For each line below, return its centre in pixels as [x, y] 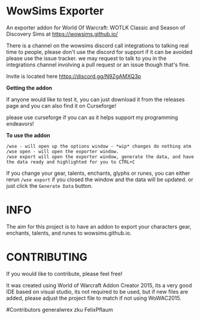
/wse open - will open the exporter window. [63, 151]
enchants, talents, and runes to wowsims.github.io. [69, 233]
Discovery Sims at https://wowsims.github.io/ [62, 34]
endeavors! [20, 123]
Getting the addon [29, 87]
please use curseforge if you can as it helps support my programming [92, 117]
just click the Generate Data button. [49, 186]
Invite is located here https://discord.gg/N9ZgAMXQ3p [74, 76]
